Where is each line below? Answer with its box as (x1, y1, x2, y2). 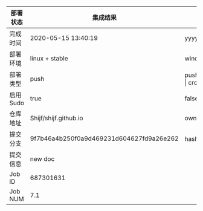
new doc (30, 155, 55, 163)
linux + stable (30, 54, 68, 62)
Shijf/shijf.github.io (30, 114, 83, 122)
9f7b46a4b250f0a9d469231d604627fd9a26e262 (30, 134, 179, 143)
